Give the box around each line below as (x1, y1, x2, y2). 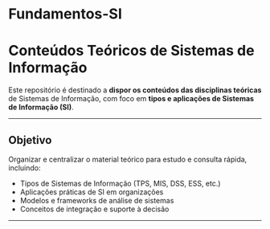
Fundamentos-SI (8, 5, 123, 23)
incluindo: (8, 162, 41, 173)
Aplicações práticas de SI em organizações (19, 186, 164, 197)
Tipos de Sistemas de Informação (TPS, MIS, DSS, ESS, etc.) (19, 178, 221, 188)
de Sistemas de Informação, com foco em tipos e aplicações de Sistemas (8, 94, 255, 104)
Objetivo (8, 133, 52, 147)
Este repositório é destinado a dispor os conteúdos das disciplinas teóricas (8, 85, 262, 95)
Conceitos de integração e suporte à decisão (19, 204, 170, 214)
